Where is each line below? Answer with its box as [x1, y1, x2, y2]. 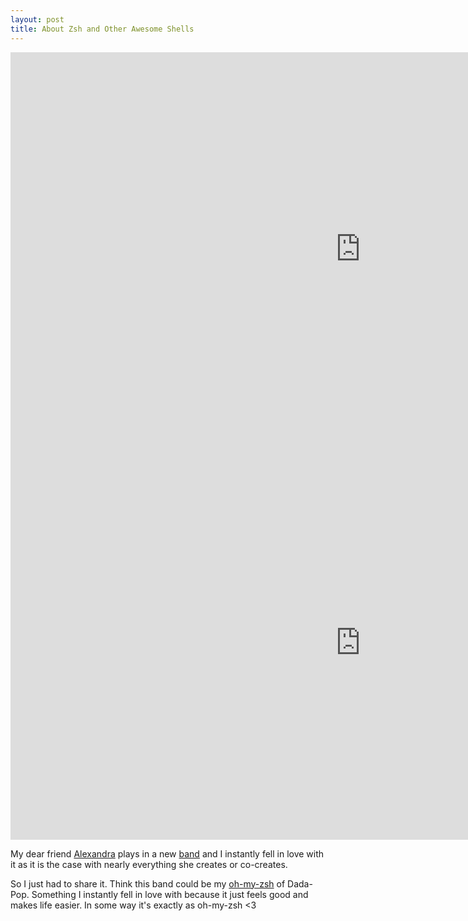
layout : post [10, 14, 65, 25]
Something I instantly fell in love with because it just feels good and [31, 888, 309, 900]
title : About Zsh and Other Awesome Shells [10, 24, 195, 34]
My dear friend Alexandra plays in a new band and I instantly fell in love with [10, 847, 325, 860]
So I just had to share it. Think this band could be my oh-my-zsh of [10, 877, 286, 890]
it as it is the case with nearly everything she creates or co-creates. [10, 858, 288, 870]
